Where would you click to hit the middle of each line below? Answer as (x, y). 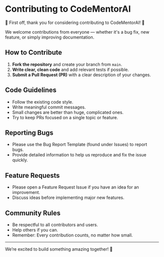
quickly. (20, 160)
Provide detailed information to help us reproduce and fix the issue (79, 155)
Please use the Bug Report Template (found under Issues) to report (80, 145)
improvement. (26, 193)
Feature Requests (32, 175)
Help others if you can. (35, 230)
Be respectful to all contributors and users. (55, 225)
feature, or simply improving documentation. (50, 37)
